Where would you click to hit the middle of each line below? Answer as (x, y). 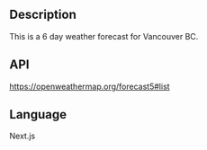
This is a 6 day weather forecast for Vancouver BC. (104, 36)
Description (43, 15)
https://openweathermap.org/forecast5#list (90, 86)
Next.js (22, 136)
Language (38, 115)
